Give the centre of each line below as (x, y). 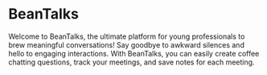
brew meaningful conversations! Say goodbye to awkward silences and (127, 44)
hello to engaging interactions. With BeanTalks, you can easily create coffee (134, 53)
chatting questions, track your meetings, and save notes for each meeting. (131, 62)
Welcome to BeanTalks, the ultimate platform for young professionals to (127, 36)
